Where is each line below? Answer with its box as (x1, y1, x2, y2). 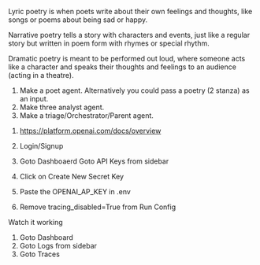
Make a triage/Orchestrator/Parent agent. (19, 111, 154, 120)
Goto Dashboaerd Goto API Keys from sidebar (19, 156, 169, 166)
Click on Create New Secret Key (19, 172, 124, 181)
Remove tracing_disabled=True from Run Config (19, 202, 176, 212)
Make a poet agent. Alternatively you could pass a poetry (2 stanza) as (19, 86, 250, 95)
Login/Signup (19, 142, 64, 150)
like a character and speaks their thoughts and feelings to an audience (8, 62, 236, 72)
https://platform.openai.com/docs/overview (19, 126, 162, 135)
